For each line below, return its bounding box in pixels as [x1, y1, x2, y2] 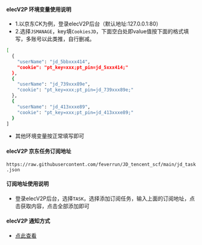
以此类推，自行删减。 [41, 35, 95, 42]
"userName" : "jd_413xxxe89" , [17, 104, 91, 110]
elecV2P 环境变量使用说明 [6, 5, 71, 13]
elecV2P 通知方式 [6, 217, 50, 224]
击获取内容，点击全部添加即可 [15, 202, 90, 209]
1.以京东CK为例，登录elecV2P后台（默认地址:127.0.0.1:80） [15, 20, 162, 27]
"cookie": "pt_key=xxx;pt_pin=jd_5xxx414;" [17, 64, 129, 70]
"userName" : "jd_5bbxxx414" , [17, 58, 91, 65]
